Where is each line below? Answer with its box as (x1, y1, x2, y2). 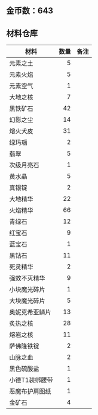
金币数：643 (6, 5, 54, 16)
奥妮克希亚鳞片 (9, 308, 52, 317)
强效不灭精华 (9, 274, 46, 282)
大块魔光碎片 (9, 297, 46, 305)
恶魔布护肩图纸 (9, 387, 52, 396)
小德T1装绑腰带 (9, 376, 53, 384)
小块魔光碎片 (9, 285, 46, 294)
